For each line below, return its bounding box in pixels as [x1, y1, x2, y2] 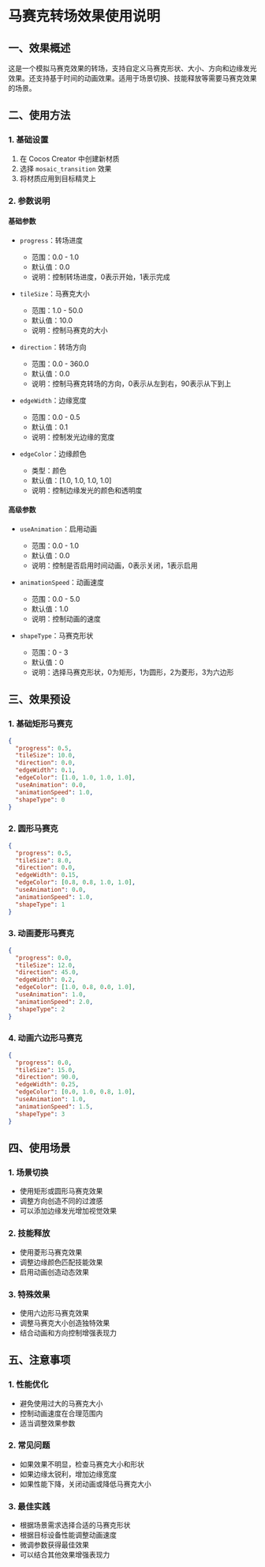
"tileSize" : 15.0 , [15, 1066, 77, 1074]
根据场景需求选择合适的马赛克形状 [19, 1520, 131, 1530]
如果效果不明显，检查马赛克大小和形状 [19, 1459, 144, 1469]
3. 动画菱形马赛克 [8, 928, 75, 939]
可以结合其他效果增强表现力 [19, 1550, 110, 1560]
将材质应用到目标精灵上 [19, 173, 96, 183]
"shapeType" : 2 [15, 1005, 65, 1013]
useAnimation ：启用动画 [19, 524, 97, 534]
